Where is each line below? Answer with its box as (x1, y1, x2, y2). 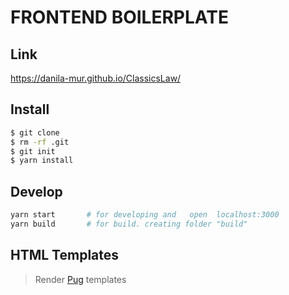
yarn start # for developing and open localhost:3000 (10, 210, 280, 220)
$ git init (10, 146, 56, 156)
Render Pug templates (34, 273, 127, 285)
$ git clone (10, 127, 60, 138)
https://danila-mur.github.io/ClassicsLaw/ (10, 72, 182, 84)
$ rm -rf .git (10, 137, 70, 147)
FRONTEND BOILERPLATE (10, 6, 229, 29)
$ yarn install (10, 156, 74, 166)
